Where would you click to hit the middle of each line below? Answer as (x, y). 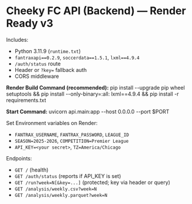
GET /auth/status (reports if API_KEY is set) (68, 176)
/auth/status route (37, 64)
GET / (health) (32, 170)
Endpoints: (19, 158)
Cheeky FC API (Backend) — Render (96, 11)
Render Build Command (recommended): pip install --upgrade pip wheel (96, 87)
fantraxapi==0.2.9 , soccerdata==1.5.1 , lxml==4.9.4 (77, 57)
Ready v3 (30, 23)
